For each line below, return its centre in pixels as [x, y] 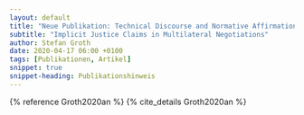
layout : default [40, 18]
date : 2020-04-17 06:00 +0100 [66, 51]
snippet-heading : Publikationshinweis [82, 76]
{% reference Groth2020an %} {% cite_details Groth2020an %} [128, 102]
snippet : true [36, 68]
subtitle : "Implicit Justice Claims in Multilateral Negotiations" [139, 34]
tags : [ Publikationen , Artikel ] [70, 59]
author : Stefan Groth [50, 43]
